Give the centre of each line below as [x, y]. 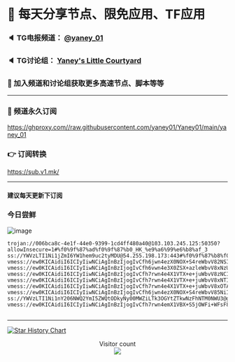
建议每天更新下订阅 [35, 195]
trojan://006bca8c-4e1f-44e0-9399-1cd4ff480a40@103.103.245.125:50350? [114, 243]
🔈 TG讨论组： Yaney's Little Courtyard [74, 61]
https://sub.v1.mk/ [33, 171]
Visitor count [117, 344]
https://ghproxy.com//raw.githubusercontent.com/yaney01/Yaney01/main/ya [117, 127]
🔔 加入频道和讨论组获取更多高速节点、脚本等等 [86, 83]
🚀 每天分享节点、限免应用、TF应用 [106, 14]
